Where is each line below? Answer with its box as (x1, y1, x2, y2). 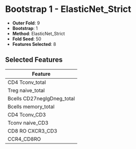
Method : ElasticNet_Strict (12, 30, 66, 36)
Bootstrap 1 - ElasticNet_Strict (5, 3, 132, 15)
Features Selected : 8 (12, 41, 56, 47)
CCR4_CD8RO (7, 136, 41, 143)
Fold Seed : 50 (12, 36, 41, 42)
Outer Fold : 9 (12, 20, 40, 26)
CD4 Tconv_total (7, 79, 46, 86)
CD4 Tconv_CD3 (7, 111, 46, 118)
